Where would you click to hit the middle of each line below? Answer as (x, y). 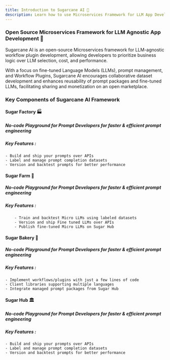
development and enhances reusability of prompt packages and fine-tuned (83, 81)
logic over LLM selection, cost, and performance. (56, 60)
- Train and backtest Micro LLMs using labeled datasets (76, 218)
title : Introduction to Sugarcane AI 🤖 (47, 10)
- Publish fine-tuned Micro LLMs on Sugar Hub (64, 227)
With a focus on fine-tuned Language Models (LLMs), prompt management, (84, 70)
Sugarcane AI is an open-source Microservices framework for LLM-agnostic (85, 50)
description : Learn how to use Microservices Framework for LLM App (79, 15)
